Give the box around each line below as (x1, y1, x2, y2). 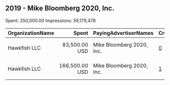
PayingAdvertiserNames (93, 29, 154, 36)
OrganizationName (8, 29, 55, 36)
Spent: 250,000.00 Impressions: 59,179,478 (5, 17, 96, 23)
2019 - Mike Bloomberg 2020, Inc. (5, 4, 115, 13)
